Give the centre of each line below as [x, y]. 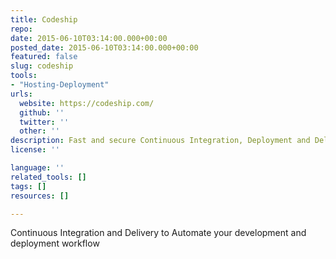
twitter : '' [44, 122]
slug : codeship [42, 66]
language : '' [37, 168]
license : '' [35, 150]
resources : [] [40, 196]
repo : [21, 29]
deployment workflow [55, 243]
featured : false [44, 57]
